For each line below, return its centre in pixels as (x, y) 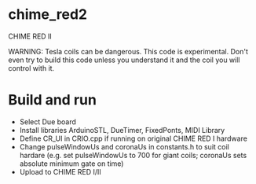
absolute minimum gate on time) (71, 164)
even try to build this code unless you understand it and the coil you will (124, 60)
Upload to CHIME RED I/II (60, 171)
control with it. (31, 68)
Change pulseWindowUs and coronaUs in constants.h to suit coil (124, 146)
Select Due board (48, 121)
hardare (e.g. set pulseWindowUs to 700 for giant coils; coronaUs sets (133, 155)
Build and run (52, 100)
